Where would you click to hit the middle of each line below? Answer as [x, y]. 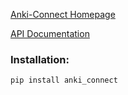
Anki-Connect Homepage [63, 14]
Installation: [40, 59]
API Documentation [50, 33]
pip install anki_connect [64, 80]
